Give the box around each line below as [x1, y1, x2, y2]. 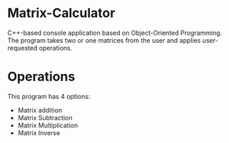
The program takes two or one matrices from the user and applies [7, 36, 201, 44]
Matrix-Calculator [7, 5, 116, 21]
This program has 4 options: [7, 92, 91, 100]
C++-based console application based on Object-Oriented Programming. [7, 28, 223, 37]
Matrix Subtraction [17, 113, 73, 122]
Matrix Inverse [17, 128, 61, 137]
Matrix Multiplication [17, 121, 78, 129]
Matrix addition [17, 105, 63, 115]
